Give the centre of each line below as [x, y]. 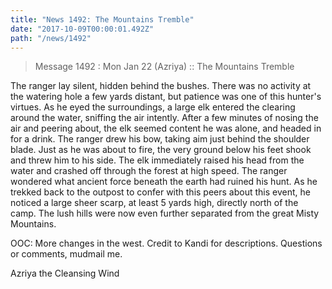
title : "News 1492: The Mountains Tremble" [102, 19]
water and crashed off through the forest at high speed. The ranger [149, 171]
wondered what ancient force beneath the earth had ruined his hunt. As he [164, 182]
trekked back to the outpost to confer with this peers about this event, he [160, 192]
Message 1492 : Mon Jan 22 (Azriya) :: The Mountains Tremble [164, 67]
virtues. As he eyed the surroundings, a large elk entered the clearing [153, 107]
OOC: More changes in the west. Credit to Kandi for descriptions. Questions [166, 243]
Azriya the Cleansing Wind [65, 273]
